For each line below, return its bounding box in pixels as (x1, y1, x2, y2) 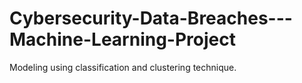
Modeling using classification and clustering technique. (9, 61, 237, 73)
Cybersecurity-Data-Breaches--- (9, 7, 293, 30)
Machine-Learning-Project (9, 28, 236, 51)
